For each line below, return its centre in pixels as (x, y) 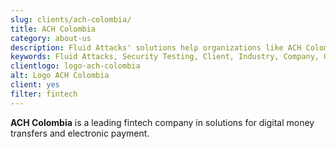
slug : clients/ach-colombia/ (71, 19)
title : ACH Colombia (53, 29)
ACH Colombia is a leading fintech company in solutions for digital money (162, 122)
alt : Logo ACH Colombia (60, 76)
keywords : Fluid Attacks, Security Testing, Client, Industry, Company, (165, 57)
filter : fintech (44, 94)
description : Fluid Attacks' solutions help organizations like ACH (156, 47)
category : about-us (51, 38)
